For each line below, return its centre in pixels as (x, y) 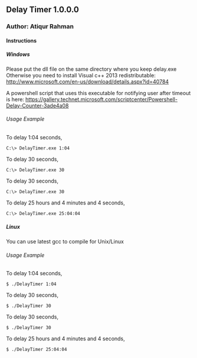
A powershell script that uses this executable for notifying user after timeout (98, 93)
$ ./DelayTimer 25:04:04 (37, 350)
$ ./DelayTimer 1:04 (32, 284)
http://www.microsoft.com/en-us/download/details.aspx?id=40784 (88, 82)
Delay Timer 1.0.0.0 (43, 10)
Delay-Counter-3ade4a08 (37, 105)
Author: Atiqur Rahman (40, 27)
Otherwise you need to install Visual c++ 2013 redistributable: (81, 75)
